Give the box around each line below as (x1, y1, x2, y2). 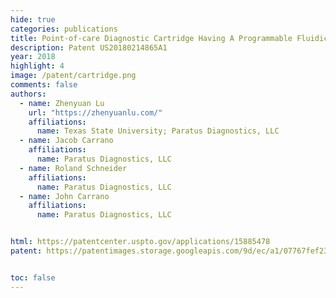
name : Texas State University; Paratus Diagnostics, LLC (36, 126, 280, 136)
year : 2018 (10, 52, 56, 62)
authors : (10, 89, 47, 99)
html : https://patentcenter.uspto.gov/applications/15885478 (10, 237, 271, 247)
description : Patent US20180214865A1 (10, 42, 168, 53)
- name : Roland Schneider (19, 163, 128, 173)
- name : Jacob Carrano (19, 136, 114, 146)
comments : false (10, 80, 78, 90)
